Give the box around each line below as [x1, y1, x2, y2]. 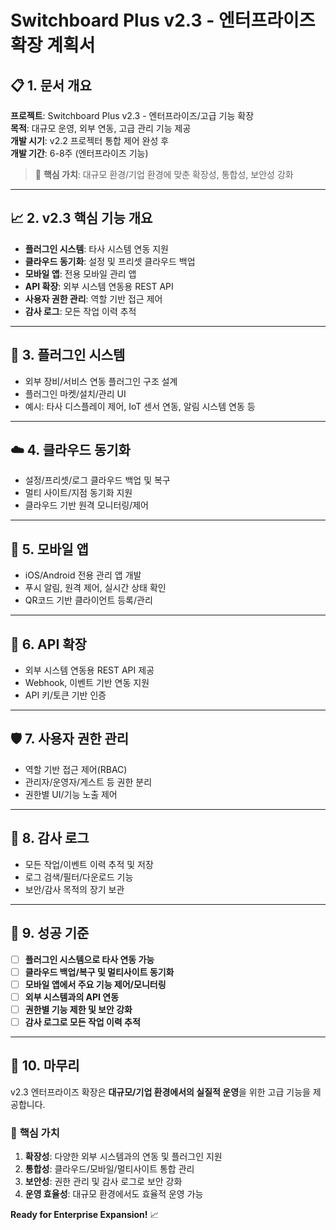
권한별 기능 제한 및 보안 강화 [24, 1003, 133, 1015]
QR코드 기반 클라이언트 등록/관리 [24, 594, 153, 606]
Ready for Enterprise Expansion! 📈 [10, 1208, 160, 1220]
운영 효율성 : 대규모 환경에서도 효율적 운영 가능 [24, 1187, 204, 1200]
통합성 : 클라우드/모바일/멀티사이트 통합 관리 [24, 1162, 195, 1175]
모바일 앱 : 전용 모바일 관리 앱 [24, 267, 137, 280]
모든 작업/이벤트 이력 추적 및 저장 [24, 858, 154, 870]
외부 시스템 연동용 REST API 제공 [24, 664, 155, 676]
